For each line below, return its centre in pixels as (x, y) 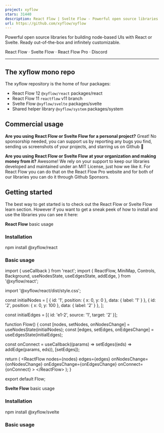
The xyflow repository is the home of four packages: (58, 84)
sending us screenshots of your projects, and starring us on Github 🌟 (74, 146)
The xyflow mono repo (40, 72)
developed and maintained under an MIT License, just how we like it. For (78, 166)
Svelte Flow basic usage (30, 388)
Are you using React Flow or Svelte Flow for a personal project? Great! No (81, 136)
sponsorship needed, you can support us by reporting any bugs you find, (79, 141)
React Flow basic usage (29, 224)
